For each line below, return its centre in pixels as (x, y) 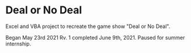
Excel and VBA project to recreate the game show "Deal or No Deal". (88, 26)
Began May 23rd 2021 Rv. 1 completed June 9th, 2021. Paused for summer (95, 37)
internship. (18, 44)
